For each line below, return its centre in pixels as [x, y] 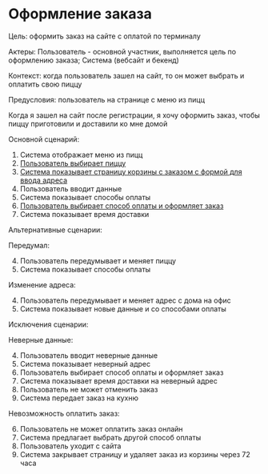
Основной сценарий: [44, 139]
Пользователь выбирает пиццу [73, 163]
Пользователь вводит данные [71, 188]
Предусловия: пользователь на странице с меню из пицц [107, 99]
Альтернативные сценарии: [55, 230]
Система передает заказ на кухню [79, 398]
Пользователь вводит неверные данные [89, 355]
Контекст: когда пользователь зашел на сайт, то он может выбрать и [126, 75]
